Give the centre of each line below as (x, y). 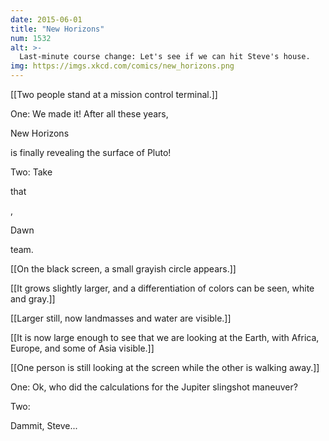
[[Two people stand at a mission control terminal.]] (114, 94)
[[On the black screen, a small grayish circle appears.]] (123, 269)
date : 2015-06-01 (46, 19)
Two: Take (31, 172)
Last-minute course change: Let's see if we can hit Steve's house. (165, 57)
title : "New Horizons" (57, 29)
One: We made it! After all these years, (89, 114)
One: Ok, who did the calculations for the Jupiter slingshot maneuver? (154, 387)
